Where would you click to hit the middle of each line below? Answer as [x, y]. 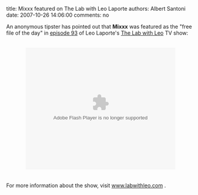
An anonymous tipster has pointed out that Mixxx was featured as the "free [99, 27]
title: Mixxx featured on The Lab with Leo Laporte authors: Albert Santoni [96, 9]
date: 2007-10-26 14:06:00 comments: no [58, 15]
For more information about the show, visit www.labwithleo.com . [86, 185]
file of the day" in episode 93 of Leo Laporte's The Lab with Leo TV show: [97, 33]
